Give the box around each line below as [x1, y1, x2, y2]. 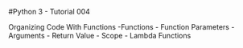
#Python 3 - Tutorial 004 [8, 7, 91, 16]
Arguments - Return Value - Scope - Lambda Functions [8, 31, 192, 40]
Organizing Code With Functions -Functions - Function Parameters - [8, 22, 235, 31]
